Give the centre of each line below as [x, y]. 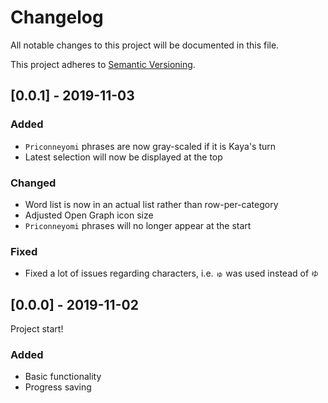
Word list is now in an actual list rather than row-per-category [151, 204]
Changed [33, 183]
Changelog [57, 17]
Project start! [37, 329]
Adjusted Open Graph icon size [89, 215]
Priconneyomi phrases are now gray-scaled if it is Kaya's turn [150, 146]
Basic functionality [63, 377]
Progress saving [58, 387]
